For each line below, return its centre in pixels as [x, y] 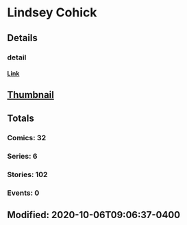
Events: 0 [23, 193]
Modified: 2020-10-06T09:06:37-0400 [93, 214]
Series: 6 [22, 156]
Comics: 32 [27, 137]
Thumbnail [31, 95]
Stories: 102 [27, 174]
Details [22, 38]
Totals [21, 118]
